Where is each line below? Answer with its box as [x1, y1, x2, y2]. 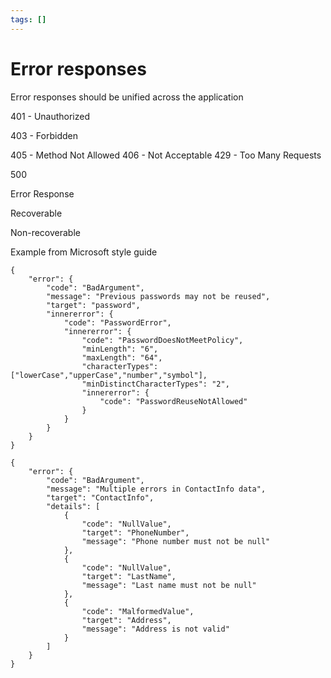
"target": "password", [46, 300, 141, 310]
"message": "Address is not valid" [81, 624, 230, 634]
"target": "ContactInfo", [46, 492, 155, 503]
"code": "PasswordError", [63, 317, 172, 328]
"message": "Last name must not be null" [81, 580, 257, 590]
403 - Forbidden [10, 129, 78, 141]
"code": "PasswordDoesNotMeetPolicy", [81, 335, 244, 345]
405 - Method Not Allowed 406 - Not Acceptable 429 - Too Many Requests [10, 149, 322, 161]
